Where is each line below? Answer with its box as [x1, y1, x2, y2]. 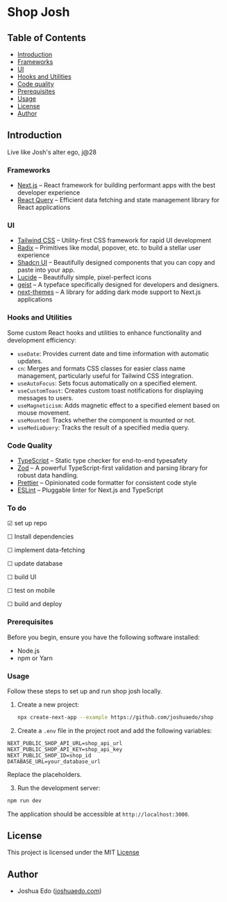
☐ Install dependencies [7, 532, 74, 541]
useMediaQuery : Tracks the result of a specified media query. [17, 423, 190, 432]
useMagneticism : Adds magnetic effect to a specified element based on [17, 401, 220, 409]
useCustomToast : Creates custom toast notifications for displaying [17, 386, 203, 395]
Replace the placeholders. [7, 770, 82, 778]
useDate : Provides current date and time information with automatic [17, 349, 210, 358]
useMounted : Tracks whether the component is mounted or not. [17, 416, 196, 424]
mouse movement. [17, 408, 71, 417]
